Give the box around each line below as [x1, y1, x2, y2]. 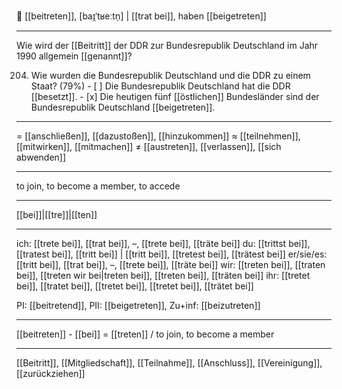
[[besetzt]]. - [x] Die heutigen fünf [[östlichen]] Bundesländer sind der [30, 91, 320, 102]
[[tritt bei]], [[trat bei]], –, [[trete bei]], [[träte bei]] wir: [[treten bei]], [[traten [16, 259, 326, 270]
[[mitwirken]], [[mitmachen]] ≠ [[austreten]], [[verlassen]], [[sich [16, 141, 282, 152]
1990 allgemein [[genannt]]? [16, 50, 133, 62]
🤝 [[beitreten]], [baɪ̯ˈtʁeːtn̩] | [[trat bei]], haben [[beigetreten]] [16, 10, 267, 22]
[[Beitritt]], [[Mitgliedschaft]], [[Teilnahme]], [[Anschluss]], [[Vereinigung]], [16, 357, 323, 369]
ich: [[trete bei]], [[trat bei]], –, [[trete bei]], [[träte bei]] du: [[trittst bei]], [16, 238, 311, 249]
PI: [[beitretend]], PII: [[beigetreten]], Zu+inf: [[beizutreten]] [16, 300, 261, 311]
